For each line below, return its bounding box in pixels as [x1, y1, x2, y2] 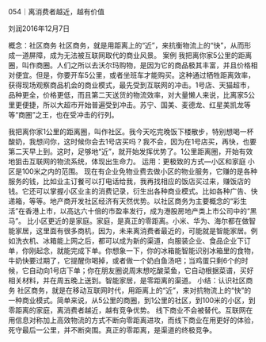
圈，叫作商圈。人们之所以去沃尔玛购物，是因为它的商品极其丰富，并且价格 [8, 60, 251, 70]
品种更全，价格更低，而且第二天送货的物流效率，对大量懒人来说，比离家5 [8, 90, 249, 99]
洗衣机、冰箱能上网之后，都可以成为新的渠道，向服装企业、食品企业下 [14, 236, 244, 245]
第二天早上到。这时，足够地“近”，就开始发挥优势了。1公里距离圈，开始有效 [8, 147, 253, 156]
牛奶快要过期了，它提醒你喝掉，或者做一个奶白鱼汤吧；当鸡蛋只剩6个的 [8, 256, 241, 265]
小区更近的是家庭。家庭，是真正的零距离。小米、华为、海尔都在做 [34, 217, 249, 225]
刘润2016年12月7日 [8, 24, 70, 33]
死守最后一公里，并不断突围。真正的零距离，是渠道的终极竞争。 [8, 325, 216, 335]
